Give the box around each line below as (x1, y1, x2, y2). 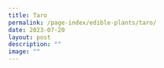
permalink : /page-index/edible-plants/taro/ (8, 19, 157, 27)
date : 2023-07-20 (8, 26, 65, 34)
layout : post (8, 33, 51, 41)
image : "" (8, 48, 41, 55)
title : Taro (8, 11, 47, 20)
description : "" (8, 41, 61, 48)
